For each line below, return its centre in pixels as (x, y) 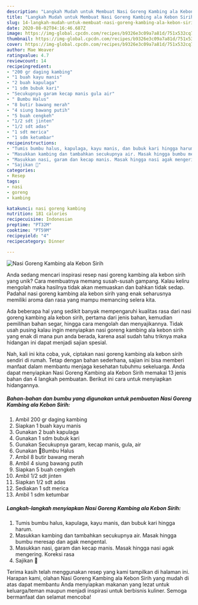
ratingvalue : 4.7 (28, 55)
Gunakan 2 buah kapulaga (47, 432)
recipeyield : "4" (28, 236)
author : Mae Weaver (31, 50)
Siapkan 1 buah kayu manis (48, 426)
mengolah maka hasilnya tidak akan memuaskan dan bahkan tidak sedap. (96, 287)
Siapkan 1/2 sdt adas (40, 482)
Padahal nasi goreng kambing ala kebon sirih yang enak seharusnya (89, 293)
